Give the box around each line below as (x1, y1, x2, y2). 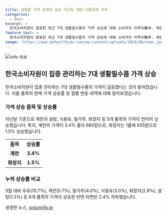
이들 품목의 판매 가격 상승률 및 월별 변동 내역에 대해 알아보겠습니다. (11, 90, 142, 96)
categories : (5, 12, 30, 17)
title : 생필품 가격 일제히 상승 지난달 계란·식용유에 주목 (5, 7, 108, 12)
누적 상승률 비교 (5, 175, 41, 182)
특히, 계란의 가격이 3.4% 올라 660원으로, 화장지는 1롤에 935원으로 (27, 122, 157, 128)
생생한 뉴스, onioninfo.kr (5, 205, 54, 211)
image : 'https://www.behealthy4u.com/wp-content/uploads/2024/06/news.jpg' (5, 40, 166, 45)
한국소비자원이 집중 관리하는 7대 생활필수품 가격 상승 (5, 70, 157, 78)
